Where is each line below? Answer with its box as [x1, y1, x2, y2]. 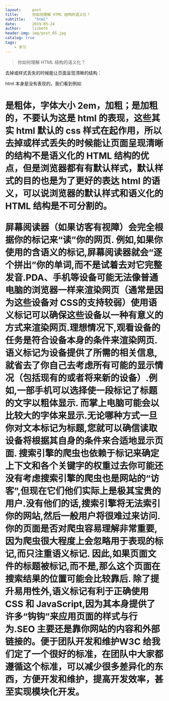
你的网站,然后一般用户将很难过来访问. [5, 510, 160, 522]
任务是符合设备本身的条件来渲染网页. [5, 334, 157, 346]
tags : [5, 40, 17, 45]
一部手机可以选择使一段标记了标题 [17, 385, 158, 396]
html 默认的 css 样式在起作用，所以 [16, 125, 162, 136]
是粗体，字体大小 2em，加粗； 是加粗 [5, 100, 158, 111]
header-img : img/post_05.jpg [5, 31, 66, 36]
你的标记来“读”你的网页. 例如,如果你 [14, 234, 163, 246]
